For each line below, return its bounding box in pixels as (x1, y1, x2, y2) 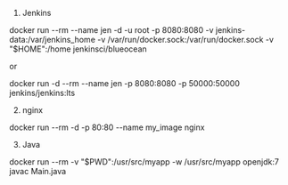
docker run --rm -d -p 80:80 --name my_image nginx (9, 122, 205, 133)
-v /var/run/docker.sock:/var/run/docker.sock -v (96, 35, 275, 44)
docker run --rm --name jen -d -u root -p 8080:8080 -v (9, 25, 214, 35)
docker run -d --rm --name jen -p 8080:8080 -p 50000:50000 (9, 78, 241, 88)
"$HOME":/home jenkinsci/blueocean (9, 44, 147, 54)
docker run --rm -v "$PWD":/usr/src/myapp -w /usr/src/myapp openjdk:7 (9, 157, 279, 167)
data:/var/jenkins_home (9, 35, 96, 44)
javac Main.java (9, 166, 67, 176)
